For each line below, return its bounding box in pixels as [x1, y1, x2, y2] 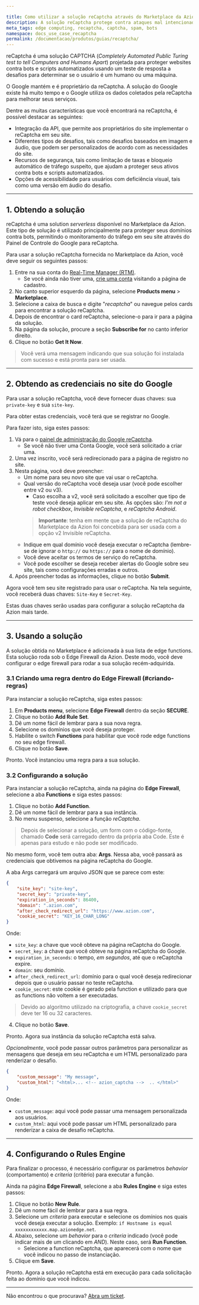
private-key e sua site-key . [6, 401, 75, 408]
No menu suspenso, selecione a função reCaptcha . [14, 815, 141, 822]
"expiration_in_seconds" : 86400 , [17, 897, 99, 903]
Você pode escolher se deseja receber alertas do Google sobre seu [23, 560, 189, 567]
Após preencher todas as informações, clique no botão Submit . [14, 572, 171, 580]
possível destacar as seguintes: [6, 114, 84, 121]
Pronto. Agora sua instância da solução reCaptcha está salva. [6, 1033, 156, 1040]
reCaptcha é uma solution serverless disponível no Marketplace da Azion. [6, 220, 186, 227]
